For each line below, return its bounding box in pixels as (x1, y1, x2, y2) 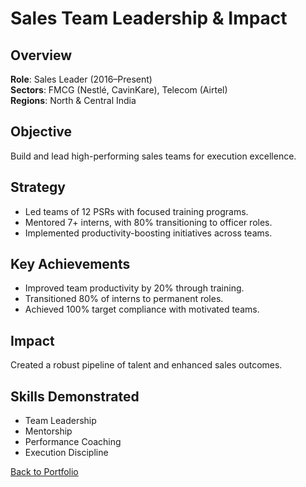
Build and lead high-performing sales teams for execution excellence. (10, 150, 297, 162)
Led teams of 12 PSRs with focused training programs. (24, 205, 249, 217)
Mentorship (24, 425, 73, 437)
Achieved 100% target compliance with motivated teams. (24, 303, 260, 316)
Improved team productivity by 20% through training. (24, 282, 245, 294)
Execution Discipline (24, 447, 109, 459)
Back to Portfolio (10, 466, 79, 478)
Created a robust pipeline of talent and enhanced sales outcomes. (10, 359, 283, 371)
